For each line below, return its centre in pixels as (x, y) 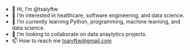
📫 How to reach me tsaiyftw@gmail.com (62, 41)
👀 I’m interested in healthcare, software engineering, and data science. (98, 15)
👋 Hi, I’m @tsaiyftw (35, 9)
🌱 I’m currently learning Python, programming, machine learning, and (96, 21)
